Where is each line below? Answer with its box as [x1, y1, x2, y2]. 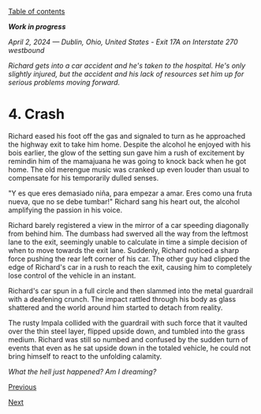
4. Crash [8, 106, 65, 123]
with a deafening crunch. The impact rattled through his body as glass [8, 294, 237, 304]
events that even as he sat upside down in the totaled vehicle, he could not [8, 343, 251, 352]
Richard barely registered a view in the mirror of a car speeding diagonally [8, 220, 249, 229]
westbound [8, 46, 45, 54]
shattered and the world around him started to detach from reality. [8, 303, 223, 312]
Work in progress [8, 22, 66, 31]
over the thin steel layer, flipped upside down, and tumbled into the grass [8, 326, 245, 336]
